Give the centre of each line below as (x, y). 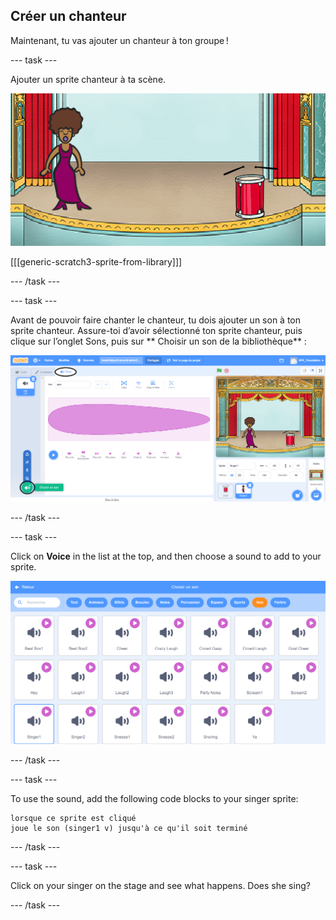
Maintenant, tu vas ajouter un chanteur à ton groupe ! (119, 40)
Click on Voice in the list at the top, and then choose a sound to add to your (166, 556)
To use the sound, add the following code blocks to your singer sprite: (154, 798)
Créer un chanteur (68, 16)
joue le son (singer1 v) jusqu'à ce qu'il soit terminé (129, 828)
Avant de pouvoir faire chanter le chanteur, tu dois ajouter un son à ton (155, 320)
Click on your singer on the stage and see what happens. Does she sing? (160, 885)
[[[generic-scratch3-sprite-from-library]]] (96, 261)
